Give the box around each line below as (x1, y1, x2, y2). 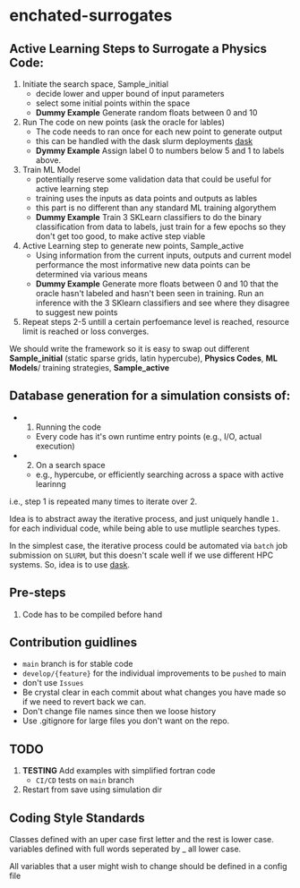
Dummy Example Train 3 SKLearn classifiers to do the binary (35, 212, 262, 222)
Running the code (35, 422, 101, 432)
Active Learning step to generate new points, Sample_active (21, 241, 244, 251)
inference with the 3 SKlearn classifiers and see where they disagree (35, 297, 290, 308)
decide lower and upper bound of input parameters (35, 89, 225, 98)
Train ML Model (21, 165, 81, 175)
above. (35, 155, 61, 166)
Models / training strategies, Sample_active (9, 363, 170, 372)
